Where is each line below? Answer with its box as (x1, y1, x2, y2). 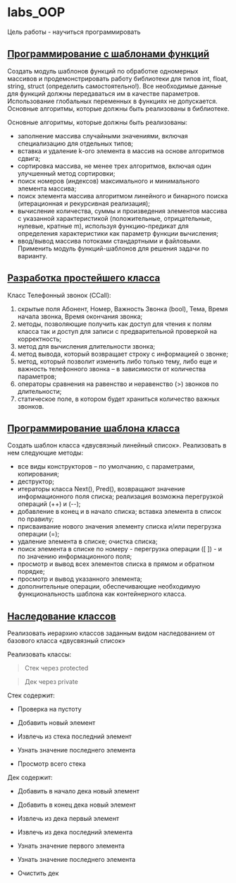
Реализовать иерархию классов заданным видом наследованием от (7, 629, 216, 637)
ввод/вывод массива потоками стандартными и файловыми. (17, 236, 202, 245)
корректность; (17, 335, 62, 343)
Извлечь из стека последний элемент (17, 732, 132, 741)
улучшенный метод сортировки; (17, 169, 116, 177)
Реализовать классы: (7, 650, 72, 659)
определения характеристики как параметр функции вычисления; (17, 229, 218, 237)
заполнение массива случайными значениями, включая (17, 131, 188, 140)
